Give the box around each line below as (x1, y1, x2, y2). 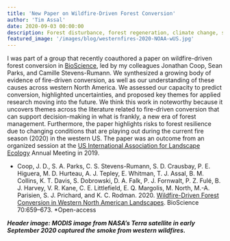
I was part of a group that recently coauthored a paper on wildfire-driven (7, 54, 212, 62)
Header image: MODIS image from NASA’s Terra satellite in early (7, 219, 196, 227)
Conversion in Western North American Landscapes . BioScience (16, 199, 199, 207)
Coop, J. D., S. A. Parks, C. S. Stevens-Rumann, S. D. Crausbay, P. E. (16, 162, 211, 170)
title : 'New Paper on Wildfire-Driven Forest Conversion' (7, 10, 176, 17)
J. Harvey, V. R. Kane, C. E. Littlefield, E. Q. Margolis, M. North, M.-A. (16, 184, 210, 192)
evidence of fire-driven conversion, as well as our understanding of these (7, 76, 215, 84)
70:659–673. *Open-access (16, 206, 97, 214)
